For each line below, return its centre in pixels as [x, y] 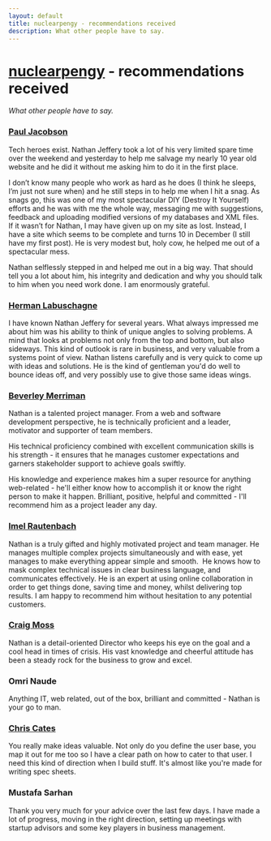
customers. [27, 604]
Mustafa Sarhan [41, 793]
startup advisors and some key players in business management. [117, 827]
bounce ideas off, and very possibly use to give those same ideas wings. [130, 375]
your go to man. [35, 707]
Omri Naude [32, 680]
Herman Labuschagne [53, 305]
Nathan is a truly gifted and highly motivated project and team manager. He [134, 543]
